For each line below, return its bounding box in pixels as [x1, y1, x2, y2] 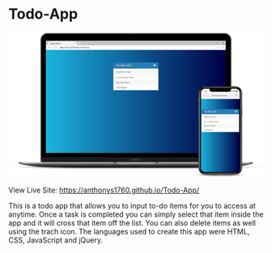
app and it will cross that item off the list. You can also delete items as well [8, 218, 257, 228]
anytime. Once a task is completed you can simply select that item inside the [8, 209, 264, 219]
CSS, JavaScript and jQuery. [8, 235, 104, 245]
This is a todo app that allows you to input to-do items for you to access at [8, 201, 257, 211]
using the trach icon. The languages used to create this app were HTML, [8, 227, 250, 237]
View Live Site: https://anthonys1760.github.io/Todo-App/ [8, 185, 200, 195]
